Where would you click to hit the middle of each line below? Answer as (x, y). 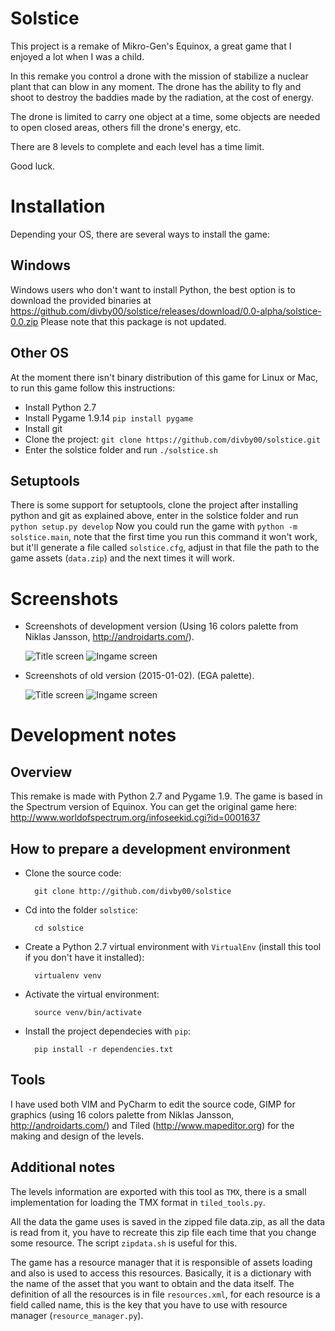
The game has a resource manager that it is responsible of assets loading (161, 1262)
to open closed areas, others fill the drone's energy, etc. (126, 127)
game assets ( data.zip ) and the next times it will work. (122, 558)
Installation (58, 206)
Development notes (93, 735)
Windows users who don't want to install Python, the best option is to (153, 289)
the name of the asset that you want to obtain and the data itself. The (152, 1283)
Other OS (39, 353)
